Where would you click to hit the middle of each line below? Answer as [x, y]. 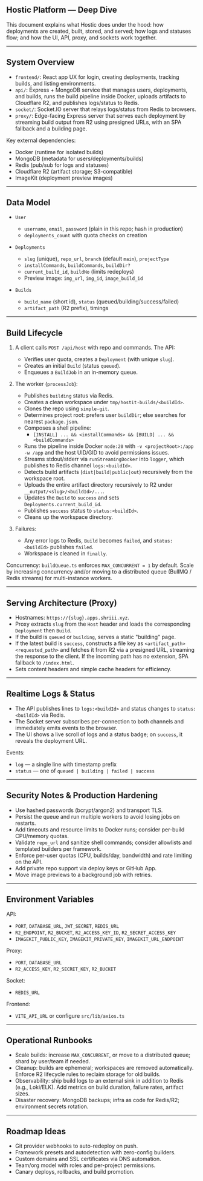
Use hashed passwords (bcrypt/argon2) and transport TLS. [89, 810]
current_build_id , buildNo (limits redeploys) [79, 272]
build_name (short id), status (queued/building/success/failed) [101, 302]
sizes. [22, 1094]
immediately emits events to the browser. [66, 728]
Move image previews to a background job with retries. [83, 875]
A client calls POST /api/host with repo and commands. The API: [95, 348]
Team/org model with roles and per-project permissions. [85, 1165]
